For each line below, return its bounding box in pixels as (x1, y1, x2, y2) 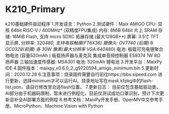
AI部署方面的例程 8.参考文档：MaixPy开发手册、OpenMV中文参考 (22, 96, 159, 102)
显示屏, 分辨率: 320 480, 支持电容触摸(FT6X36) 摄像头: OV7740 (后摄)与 (5, 39, 154, 46)
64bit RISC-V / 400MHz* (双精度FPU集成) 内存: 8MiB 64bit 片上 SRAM (11, 27, 157, 33)
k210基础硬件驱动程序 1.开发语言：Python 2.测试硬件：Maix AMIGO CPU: (5, 21, 157, 27)
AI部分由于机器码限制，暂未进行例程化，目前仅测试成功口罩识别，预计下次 (5, 90, 160, 96)
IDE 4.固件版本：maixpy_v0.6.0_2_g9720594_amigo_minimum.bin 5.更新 (5, 65, 155, 71)
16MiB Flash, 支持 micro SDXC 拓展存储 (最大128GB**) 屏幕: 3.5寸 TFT (12, 33, 159, 39)
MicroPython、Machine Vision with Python (14, 102, 103, 109)
